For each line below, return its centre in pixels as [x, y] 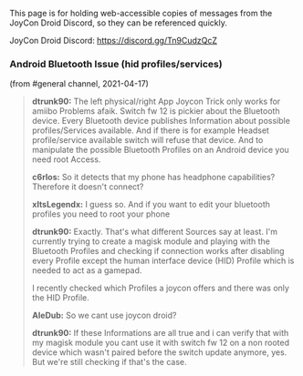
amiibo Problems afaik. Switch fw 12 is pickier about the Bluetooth [156, 111]
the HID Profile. [60, 298]
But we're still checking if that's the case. [109, 362]
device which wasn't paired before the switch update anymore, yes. [159, 352]
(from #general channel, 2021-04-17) [79, 84]
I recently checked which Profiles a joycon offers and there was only [161, 288]
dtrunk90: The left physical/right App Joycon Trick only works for [156, 102]
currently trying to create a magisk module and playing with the [151, 241]
